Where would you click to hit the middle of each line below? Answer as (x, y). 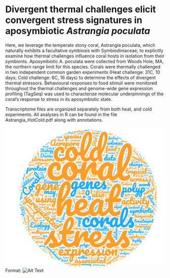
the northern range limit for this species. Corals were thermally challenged (83, 67)
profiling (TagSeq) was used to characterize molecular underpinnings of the (84, 94)
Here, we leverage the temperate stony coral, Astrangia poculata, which (80, 45)
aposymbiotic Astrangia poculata (78, 31)
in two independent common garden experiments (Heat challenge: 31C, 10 (83, 72)
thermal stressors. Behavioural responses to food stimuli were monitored (81, 83)
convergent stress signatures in (74, 20)
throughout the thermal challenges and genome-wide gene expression (79, 88)
